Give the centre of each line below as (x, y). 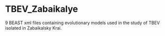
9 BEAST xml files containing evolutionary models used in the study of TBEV (82, 23)
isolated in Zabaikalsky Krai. (33, 28)
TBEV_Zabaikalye (42, 9)
